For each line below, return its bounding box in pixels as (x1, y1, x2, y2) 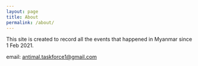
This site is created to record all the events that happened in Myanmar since (6, 36, 192, 43)
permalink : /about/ (6, 19, 55, 25)
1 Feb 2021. (6, 42, 34, 49)
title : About (6, 14, 39, 20)
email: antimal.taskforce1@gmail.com (6, 54, 97, 61)
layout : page (6, 8, 39, 15)
